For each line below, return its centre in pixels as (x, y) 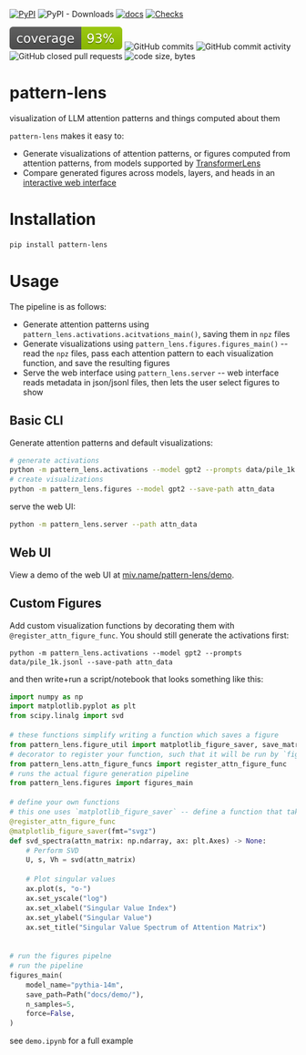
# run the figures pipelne (61, 957)
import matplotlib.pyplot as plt (73, 706)
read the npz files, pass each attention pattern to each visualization (148, 353)
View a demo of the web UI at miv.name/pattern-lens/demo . (122, 575)
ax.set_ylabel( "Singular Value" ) (89, 917)
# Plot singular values (71, 879)
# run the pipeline (46, 966)
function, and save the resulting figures (96, 363)
